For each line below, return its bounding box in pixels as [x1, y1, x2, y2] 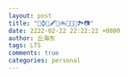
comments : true [8, 49, 60, 57]
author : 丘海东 [8, 34, 56, 43]
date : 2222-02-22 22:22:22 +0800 [8, 26, 121, 34]
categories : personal [8, 57, 81, 65]
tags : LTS [8, 42, 42, 50]
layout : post [8, 11, 52, 20]
